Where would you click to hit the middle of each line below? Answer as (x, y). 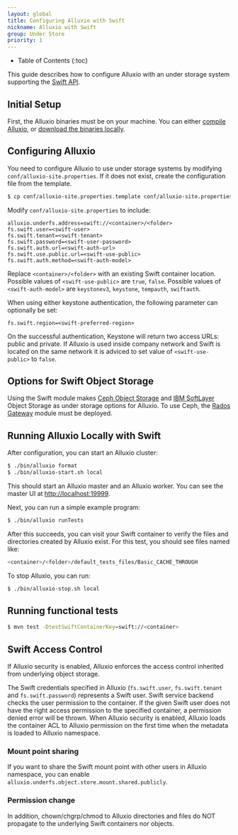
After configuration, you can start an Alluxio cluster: (83, 453)
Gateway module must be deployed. (60, 414)
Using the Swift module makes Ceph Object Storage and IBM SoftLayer (111, 398)
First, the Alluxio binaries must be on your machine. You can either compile (117, 121)
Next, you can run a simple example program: (74, 507)
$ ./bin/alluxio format (42, 466)
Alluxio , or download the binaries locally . (66, 129)
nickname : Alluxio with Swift (52, 27)
